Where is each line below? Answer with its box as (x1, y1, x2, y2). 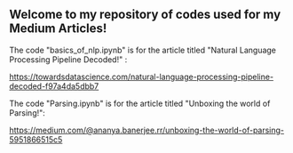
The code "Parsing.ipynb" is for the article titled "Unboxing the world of (9, 98, 271, 109)
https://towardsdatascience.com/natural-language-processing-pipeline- (9, 71, 273, 82)
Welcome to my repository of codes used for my (9, 7, 281, 22)
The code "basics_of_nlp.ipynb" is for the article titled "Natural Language (9, 44, 277, 55)
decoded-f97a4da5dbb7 (9, 80, 99, 92)
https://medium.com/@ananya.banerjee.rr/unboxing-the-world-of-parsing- (9, 125, 285, 135)
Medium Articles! (9, 21, 107, 36)
